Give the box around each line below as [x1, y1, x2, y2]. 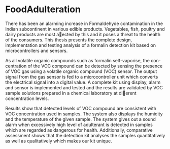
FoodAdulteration [5, 4, 81, 15]
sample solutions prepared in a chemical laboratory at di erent [5, 90, 137, 96]
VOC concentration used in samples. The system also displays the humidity [5, 111, 163, 117]
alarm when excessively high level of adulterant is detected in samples [5, 121, 153, 128]
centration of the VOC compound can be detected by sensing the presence [5, 63, 163, 69]
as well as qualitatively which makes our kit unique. [5, 138, 113, 144]
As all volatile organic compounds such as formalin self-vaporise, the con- [5, 57, 161, 63]
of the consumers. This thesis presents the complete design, [5, 37, 132, 43]
